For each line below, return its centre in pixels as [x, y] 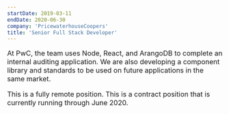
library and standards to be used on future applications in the [105, 70]
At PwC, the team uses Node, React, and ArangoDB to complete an [115, 53]
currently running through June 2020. [68, 103]
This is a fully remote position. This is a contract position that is [109, 94]
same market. [29, 79]
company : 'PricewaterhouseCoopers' [58, 26]
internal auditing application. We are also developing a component [113, 62]
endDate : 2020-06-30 [37, 20]
